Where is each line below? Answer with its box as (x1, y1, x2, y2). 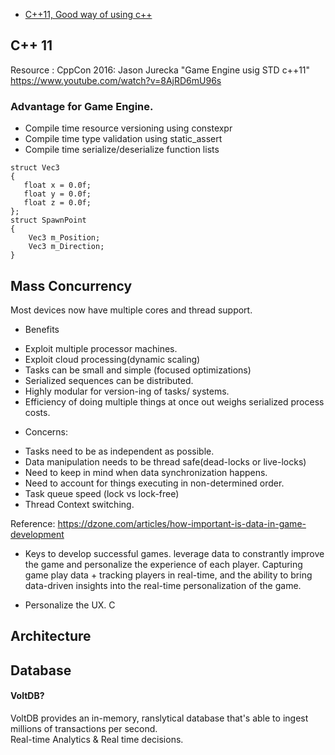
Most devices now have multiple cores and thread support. (10, 304, 253, 316)
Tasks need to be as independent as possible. (24, 445, 215, 457)
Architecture (10, 628, 92, 645)
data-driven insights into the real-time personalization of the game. (24, 579, 302, 591)
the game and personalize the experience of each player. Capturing (24, 558, 303, 570)
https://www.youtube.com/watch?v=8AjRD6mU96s (10, 74, 222, 86)
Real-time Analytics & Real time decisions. (10, 733, 184, 745)
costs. (24, 406, 51, 418)
